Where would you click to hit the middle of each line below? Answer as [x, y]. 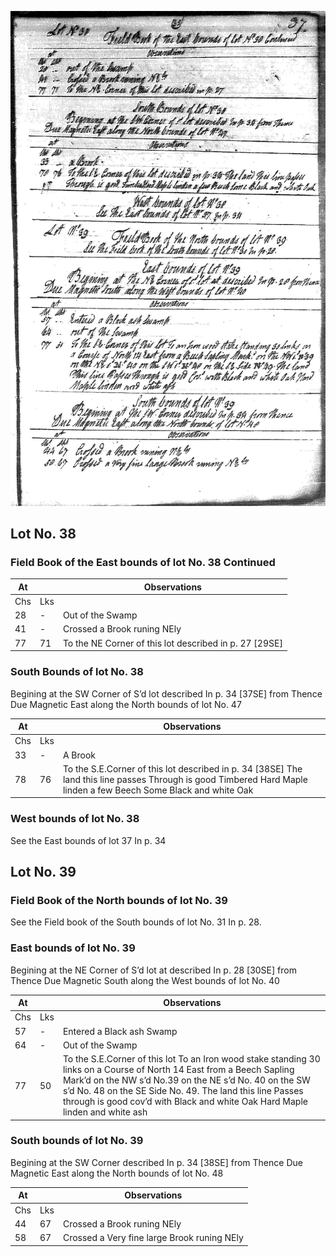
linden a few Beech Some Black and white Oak [158, 790]
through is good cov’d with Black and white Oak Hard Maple [185, 1102]
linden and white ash [105, 1112]
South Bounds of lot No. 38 [77, 672]
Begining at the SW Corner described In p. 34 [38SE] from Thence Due [156, 1162]
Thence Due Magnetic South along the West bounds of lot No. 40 [145, 980]
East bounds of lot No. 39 [73, 948]
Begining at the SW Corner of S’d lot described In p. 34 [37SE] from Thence [166, 693]
